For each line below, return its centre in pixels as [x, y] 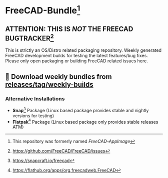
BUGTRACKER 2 [29, 37]
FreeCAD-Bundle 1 [43, 10]
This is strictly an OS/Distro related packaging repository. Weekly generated [83, 50]
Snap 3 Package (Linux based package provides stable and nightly [80, 110]
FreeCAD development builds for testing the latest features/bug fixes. [77, 56]
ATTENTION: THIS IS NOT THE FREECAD [69, 29]
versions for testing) [33, 116]
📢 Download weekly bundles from [58, 77]
